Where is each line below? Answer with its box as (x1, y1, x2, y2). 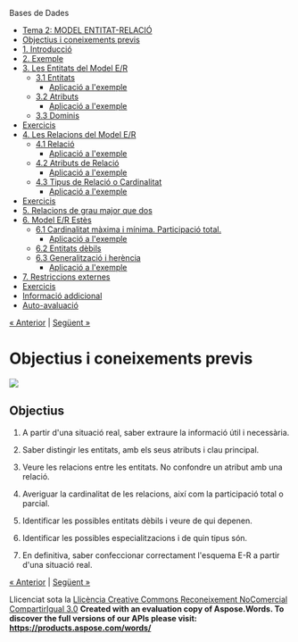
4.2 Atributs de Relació (35, 158, 120, 168)
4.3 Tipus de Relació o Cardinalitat (35, 177, 162, 187)
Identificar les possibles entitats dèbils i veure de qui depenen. (21, 515, 252, 526)
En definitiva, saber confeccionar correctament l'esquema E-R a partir (21, 549, 280, 561)
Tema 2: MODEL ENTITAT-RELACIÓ (21, 25, 153, 35)
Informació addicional (21, 290, 103, 301)
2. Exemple (21, 54, 64, 63)
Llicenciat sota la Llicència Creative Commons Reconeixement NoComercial (9, 594, 288, 604)
